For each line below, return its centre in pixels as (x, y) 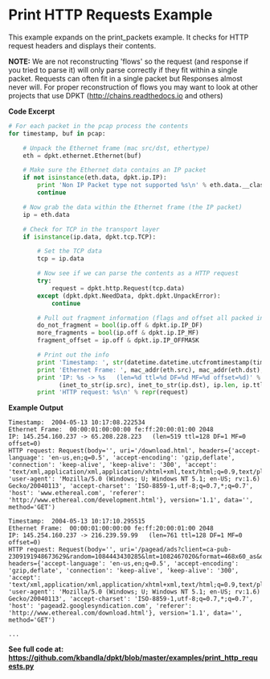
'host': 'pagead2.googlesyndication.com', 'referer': (100, 606)
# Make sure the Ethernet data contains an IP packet (115, 170)
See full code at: (36, 649)
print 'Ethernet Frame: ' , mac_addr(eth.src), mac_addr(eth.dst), (151, 370)
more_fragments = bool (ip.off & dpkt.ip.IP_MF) (118, 333)
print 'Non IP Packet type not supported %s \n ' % (122, 185)
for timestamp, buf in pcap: (57, 133)
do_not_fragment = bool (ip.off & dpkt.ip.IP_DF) (120, 325)
